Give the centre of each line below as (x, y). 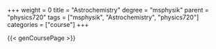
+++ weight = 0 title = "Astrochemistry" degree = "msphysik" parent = (108, 10)
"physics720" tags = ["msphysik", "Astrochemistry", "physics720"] (103, 17)
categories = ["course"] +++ (48, 24)
